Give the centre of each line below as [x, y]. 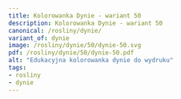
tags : [17, 68]
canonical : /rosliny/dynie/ [55, 30]
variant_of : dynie [39, 38]
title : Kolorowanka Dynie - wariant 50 [75, 16]
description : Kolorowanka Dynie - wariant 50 [85, 23]
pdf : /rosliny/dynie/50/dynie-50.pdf [71, 53]
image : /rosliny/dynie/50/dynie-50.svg [75, 46]
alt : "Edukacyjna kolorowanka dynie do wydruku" [91, 61]
